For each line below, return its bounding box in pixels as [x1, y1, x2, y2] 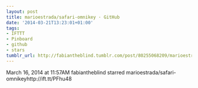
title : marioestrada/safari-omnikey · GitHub [6, 14, 120, 20]
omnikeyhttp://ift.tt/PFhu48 [6, 75, 72, 82]
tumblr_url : [6, 53, 35, 58]
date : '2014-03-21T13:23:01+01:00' [6, 19, 94, 25]
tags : [6, 25, 19, 31]
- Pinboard [6, 36, 33, 42]
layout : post [6, 8, 38, 15]
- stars [6, 47, 25, 53]
